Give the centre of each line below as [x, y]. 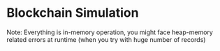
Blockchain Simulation [73, 13]
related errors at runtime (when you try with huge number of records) [106, 39]
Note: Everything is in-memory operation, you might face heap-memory [110, 32]
